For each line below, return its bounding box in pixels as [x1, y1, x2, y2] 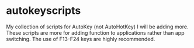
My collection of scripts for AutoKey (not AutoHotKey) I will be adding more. [6, 23, 189, 30]
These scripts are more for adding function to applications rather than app [6, 29, 185, 36]
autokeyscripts [6, 4, 81, 17]
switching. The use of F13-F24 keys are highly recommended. [6, 35, 155, 42]
